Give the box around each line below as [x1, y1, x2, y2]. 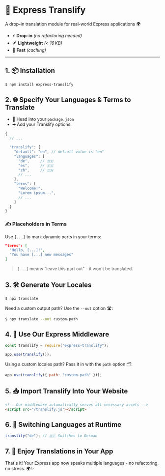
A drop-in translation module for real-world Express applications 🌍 [5, 21, 141, 27]
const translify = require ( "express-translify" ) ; [5, 343, 109, 348]
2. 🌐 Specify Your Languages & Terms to [5, 96, 131, 104]
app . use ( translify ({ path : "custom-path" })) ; [5, 373, 102, 378]
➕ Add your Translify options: [12, 121, 72, 127]
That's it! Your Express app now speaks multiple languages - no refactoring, [5, 460, 159, 466]
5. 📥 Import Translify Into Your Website [5, 387, 128, 395]
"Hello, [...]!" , [9, 248, 45, 252]
